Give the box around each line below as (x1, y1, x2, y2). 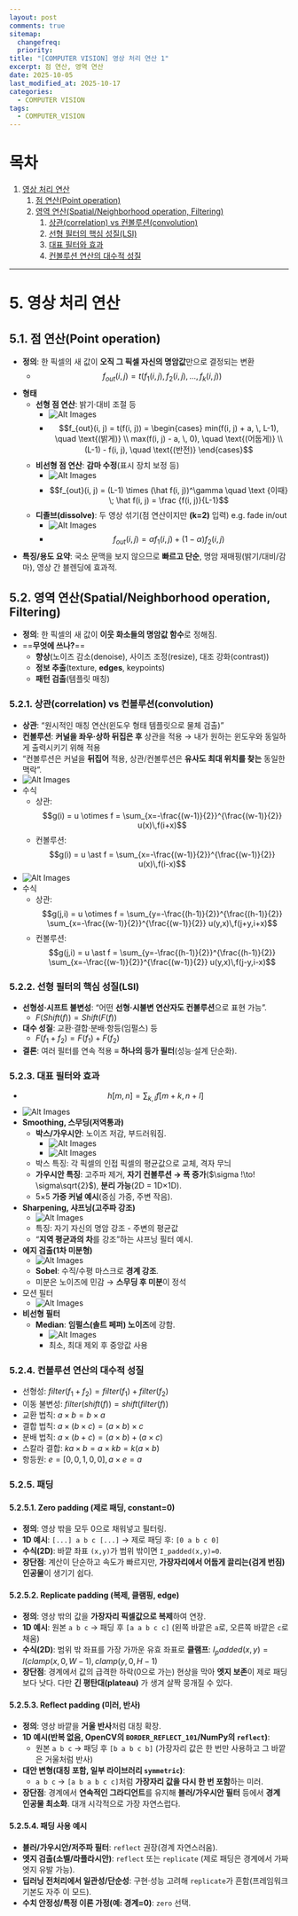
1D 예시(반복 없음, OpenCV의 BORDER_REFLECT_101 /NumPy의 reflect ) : (21, 1731, 271, 1743)
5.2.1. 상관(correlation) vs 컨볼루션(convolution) (9, 698, 215, 711)
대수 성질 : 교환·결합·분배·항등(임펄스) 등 (21, 1023, 158, 1033)
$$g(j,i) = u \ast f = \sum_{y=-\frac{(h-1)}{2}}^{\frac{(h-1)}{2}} (48, 946, 277, 958)
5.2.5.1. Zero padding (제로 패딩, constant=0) (9, 1502, 176, 1512)
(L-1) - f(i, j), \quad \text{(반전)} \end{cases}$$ (83, 444, 254, 455)
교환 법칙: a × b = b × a (21, 1410, 106, 1420)
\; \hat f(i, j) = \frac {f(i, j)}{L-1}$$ (108, 494, 229, 506)
